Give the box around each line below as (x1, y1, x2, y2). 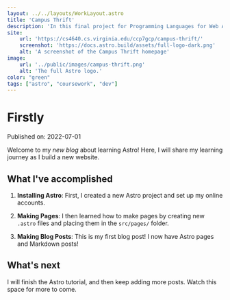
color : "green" (7, 73, 51, 81)
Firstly (7, 110, 44, 126)
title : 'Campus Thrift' (7, 16, 75, 23)
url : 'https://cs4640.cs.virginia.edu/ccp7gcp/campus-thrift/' (19, 36, 204, 43)
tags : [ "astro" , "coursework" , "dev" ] (7, 80, 118, 87)
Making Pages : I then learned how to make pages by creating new (16, 212, 205, 220)
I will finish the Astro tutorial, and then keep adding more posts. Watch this (7, 277, 217, 286)
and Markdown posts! (16, 240, 79, 248)
